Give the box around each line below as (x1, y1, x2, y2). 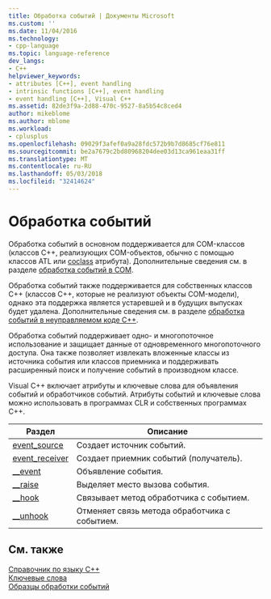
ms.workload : (8, 125, 52, 133)
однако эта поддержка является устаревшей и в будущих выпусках (8, 297, 244, 308)
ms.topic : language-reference (8, 49, 110, 57)
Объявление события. (76, 465, 164, 477)
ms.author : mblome (8, 117, 70, 125)
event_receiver (12, 452, 69, 464)
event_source (12, 439, 64, 450)
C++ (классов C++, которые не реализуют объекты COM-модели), (8, 289, 240, 299)
